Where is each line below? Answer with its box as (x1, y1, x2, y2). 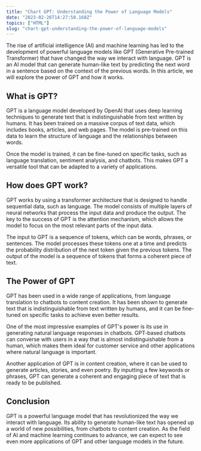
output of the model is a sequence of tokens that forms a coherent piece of (6, 252, 191, 259)
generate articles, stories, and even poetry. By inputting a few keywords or (6, 366, 190, 373)
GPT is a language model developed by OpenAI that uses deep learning (6, 107, 182, 114)
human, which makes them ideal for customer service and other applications (6, 342, 195, 349)
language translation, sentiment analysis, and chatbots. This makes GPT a (6, 157, 188, 164)
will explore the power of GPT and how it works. (6, 74, 124, 81)
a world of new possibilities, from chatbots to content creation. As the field (6, 425, 190, 432)
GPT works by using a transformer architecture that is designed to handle (6, 196, 187, 204)
